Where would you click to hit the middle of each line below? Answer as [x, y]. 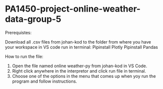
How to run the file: [24, 56]
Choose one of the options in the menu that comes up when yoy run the [84, 76]
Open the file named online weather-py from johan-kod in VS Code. [80, 66]
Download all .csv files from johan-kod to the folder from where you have [78, 42]
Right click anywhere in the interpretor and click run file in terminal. [79, 71]
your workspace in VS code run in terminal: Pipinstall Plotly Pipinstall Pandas [81, 47]
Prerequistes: [18, 32]
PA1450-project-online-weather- [73, 9]
